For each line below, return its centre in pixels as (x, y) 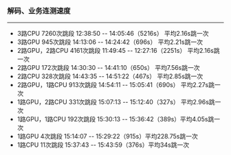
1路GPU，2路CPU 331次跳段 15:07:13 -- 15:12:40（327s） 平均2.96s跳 (116, 102)
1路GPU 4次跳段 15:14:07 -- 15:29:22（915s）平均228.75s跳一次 (107, 136)
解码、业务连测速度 (39, 10)
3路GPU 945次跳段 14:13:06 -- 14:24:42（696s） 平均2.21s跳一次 (110, 42)
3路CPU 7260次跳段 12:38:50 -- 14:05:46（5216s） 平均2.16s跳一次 (113, 34)
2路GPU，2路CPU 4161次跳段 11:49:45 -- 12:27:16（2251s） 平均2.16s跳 (118, 51)
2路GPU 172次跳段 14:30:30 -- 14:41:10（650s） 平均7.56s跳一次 (109, 68)
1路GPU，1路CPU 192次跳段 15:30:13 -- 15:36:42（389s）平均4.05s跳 (115, 119)
